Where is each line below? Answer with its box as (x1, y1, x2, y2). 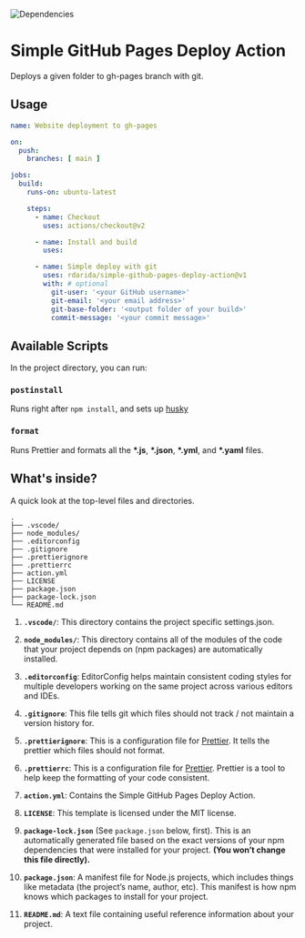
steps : (26, 204, 52, 213)
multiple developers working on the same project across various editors (23, 681, 293, 691)
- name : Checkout (34, 212, 101, 222)
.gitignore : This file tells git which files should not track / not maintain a (23, 708, 295, 719)
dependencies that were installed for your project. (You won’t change (23, 844, 286, 855)
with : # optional (43, 279, 108, 288)
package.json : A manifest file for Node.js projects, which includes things (23, 872, 294, 883)
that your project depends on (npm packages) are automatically (23, 643, 263, 654)
